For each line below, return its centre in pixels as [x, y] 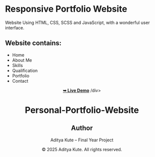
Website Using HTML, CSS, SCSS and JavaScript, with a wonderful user [77, 22]
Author [82, 128]
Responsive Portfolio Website [66, 9]
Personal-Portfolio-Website [82, 110]
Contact [20, 81]
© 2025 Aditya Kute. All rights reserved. [82, 149]
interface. [15, 27]
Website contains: [33, 43]
